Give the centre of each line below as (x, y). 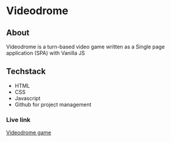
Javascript (28, 98)
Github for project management (53, 104)
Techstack (26, 72)
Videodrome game (29, 133)
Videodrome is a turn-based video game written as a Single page (85, 47)
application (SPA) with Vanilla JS (46, 53)
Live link (18, 120)
